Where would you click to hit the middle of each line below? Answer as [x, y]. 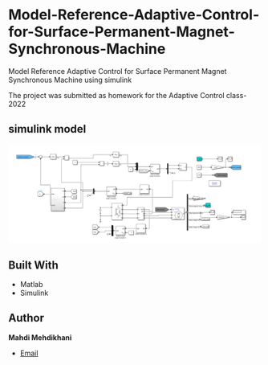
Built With [33, 265]
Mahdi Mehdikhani [40, 337]
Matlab [31, 284]
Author [26, 318]
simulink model [47, 129]
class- [236, 95]
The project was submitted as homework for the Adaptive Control [116, 95]
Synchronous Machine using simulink [70, 80]
